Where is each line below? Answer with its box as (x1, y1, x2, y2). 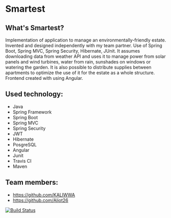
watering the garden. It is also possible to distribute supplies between (5, 64, 152, 70)
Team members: (5, 178, 59, 187)
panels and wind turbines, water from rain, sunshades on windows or (5, 59, 151, 64)
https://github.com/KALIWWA (12, 191, 76, 198)
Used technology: (5, 90, 63, 99)
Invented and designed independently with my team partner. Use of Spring (5, 42, 162, 49)
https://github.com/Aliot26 (12, 197, 69, 203)
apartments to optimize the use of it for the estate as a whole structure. (5, 70, 155, 76)
